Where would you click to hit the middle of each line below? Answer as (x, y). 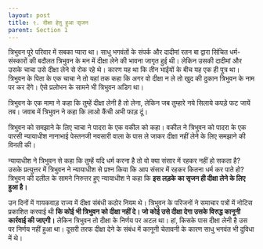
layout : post (29, 15)
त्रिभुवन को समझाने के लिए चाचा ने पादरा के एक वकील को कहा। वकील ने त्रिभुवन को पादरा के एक (127, 128)
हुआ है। (18, 187)
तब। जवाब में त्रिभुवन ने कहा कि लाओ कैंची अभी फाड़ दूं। (78, 112)
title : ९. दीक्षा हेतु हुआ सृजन (48, 23)
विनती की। (22, 145)
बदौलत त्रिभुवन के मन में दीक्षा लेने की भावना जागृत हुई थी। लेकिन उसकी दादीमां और (140, 61)
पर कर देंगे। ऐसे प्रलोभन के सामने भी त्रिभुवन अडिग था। (76, 88)
